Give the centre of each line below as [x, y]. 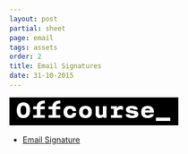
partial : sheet [38, 28]
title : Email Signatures [56, 66]
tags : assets [34, 47]
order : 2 [26, 57]
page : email [31, 38]
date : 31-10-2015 [42, 76]
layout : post [34, 19]
